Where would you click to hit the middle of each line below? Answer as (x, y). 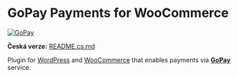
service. (19, 67)
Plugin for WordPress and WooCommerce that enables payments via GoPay (119, 60)
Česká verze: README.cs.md (51, 46)
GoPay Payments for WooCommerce (118, 13)
